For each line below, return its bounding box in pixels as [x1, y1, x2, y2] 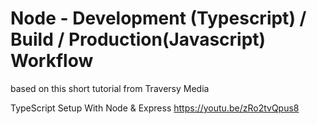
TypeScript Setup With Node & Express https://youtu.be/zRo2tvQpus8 [10, 102, 300, 114]
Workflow [10, 50, 94, 72]
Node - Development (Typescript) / [10, 7, 307, 30]
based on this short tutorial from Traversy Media [10, 82, 210, 94]
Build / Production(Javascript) [10, 28, 267, 51]
